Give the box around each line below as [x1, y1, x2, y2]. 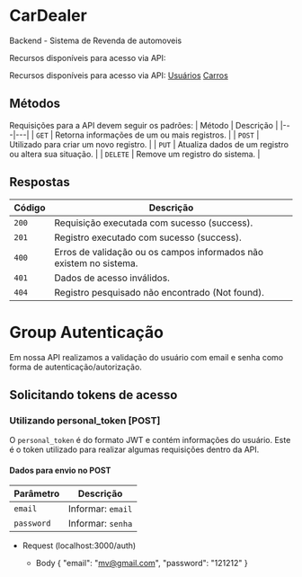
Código [13, 201, 46, 214]
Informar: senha [67, 518, 133, 530]
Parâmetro [13, 487, 60, 500]
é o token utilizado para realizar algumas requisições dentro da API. [9, 444, 260, 455]
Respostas [9, 174, 70, 190]
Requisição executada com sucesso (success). [54, 217, 253, 229]
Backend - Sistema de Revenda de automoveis [9, 35, 182, 46]
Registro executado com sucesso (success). [54, 231, 243, 244]
